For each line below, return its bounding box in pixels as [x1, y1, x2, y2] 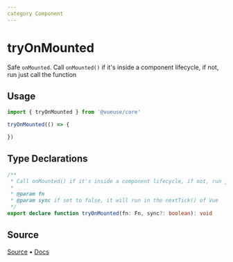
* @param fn [10, 191, 45, 198]
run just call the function [7, 70, 77, 78]
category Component [7, 10, 64, 17]
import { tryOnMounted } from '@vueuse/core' [7, 109, 141, 116]
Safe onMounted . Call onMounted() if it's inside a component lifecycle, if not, [7, 63, 219, 71]
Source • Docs [7, 247, 50, 256]
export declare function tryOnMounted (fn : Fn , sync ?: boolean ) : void [7, 210, 213, 217]
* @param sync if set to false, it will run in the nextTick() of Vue [10, 197, 218, 204]
